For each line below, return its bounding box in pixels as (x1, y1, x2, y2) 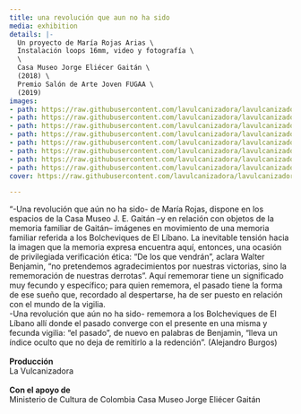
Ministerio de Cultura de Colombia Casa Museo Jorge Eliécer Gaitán (9, 394, 262, 405)
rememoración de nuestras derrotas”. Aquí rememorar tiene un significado (9, 271, 284, 281)
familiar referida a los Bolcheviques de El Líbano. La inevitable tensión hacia (9, 232, 289, 243)
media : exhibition (9, 22, 78, 30)
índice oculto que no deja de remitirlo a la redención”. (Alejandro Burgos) (9, 337, 278, 348)
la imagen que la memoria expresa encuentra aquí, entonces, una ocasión (9, 242, 282, 253)
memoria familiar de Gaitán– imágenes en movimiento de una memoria (9, 223, 270, 234)
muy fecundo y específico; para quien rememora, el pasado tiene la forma (9, 280, 283, 291)
